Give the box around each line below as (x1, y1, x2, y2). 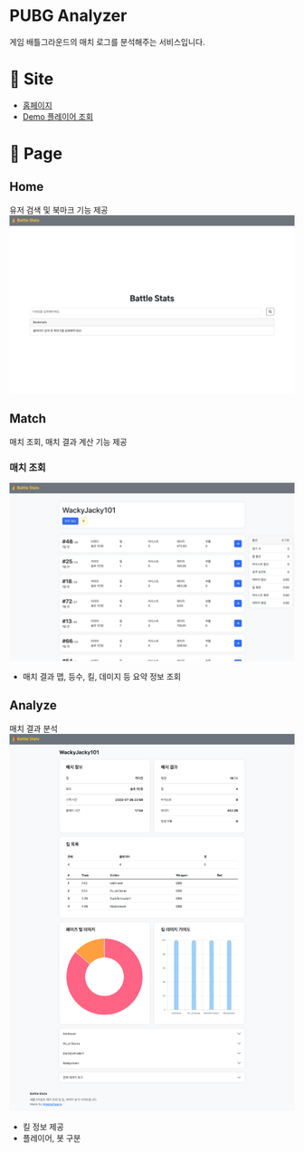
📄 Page (9, 144, 63, 164)
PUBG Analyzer (9, 5, 128, 26)
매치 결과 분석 (9, 723, 59, 734)
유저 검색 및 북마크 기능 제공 (9, 205, 109, 215)
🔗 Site (9, 69, 54, 90)
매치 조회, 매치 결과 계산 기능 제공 (9, 436, 128, 447)
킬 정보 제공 (22, 1121, 65, 1132)
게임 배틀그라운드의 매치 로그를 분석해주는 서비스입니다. (9, 36, 205, 47)
